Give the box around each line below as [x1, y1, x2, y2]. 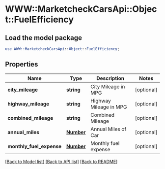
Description [96, 75, 124, 82]
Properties [5, 60, 38, 68]
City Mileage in [90, 83, 125, 90]
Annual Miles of [90, 126, 127, 133]
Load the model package [5, 34, 82, 42]
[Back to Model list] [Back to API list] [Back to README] [5, 159, 118, 165]
